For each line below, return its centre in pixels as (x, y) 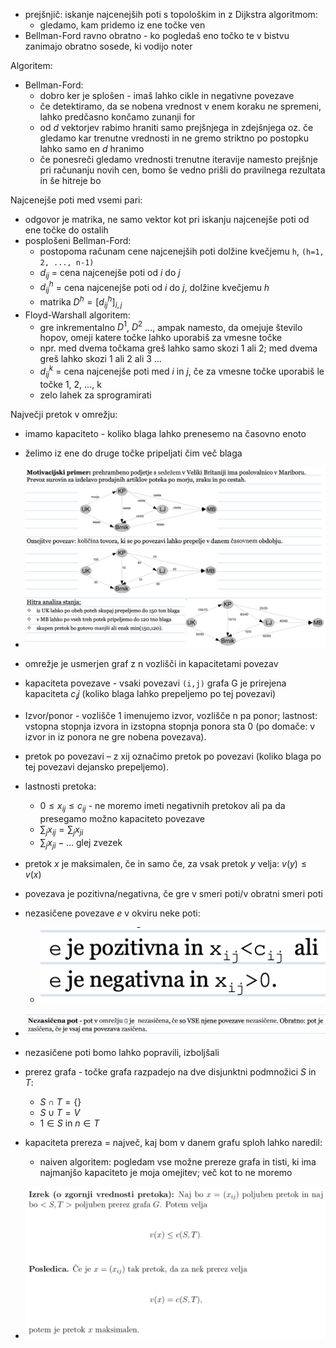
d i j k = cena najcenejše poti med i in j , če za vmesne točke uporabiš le (182, 371)
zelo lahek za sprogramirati (95, 395)
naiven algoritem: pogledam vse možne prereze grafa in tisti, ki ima (178, 1162)
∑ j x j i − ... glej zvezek (81, 843)
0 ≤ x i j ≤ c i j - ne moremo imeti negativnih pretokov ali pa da (162, 806)
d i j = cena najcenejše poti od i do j (110, 274)
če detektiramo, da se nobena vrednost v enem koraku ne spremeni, (180, 106)
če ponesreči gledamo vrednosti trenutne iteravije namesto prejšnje (178, 159)
